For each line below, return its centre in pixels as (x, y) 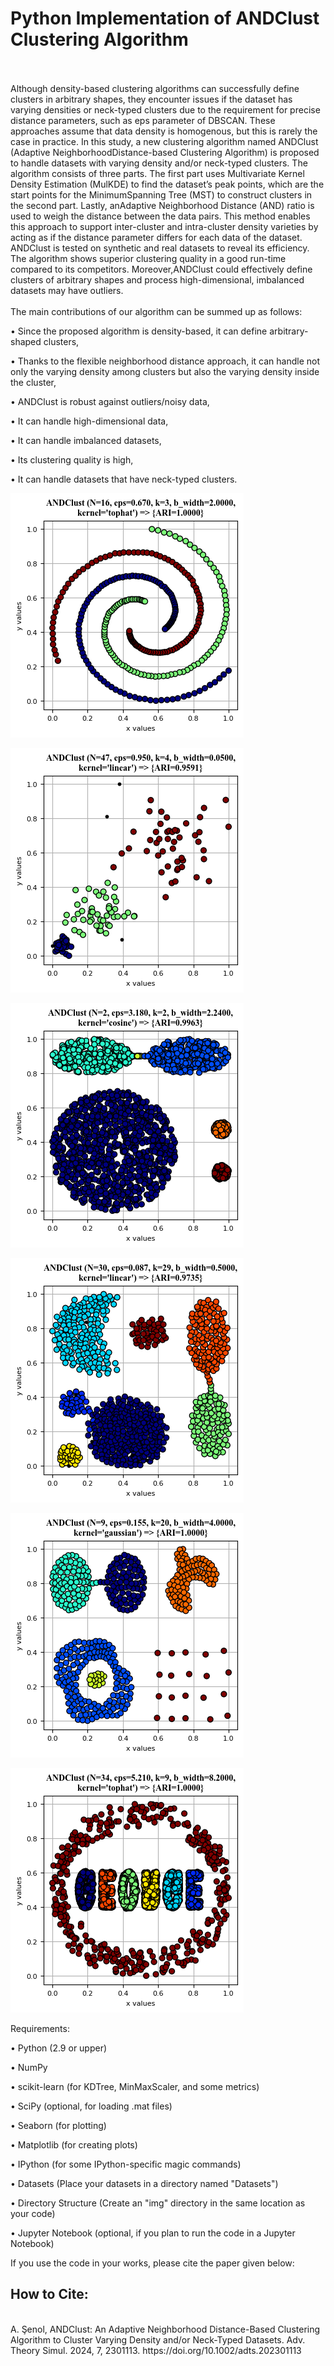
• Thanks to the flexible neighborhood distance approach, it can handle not (165, 361)
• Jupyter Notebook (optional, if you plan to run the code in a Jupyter (153, 2233)
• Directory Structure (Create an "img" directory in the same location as (158, 2203)
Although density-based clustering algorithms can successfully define (155, 88)
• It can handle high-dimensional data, (89, 421)
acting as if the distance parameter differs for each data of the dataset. (156, 237)
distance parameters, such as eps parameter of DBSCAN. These (143, 120)
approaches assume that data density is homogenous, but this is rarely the (164, 131)
